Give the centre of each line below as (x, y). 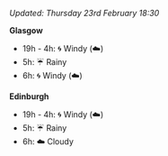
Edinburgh (29, 96)
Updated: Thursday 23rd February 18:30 (84, 13)
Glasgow (26, 30)
